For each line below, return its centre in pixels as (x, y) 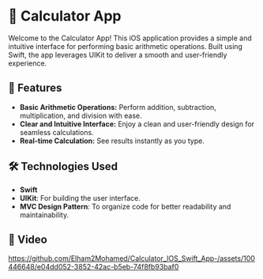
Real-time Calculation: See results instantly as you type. (112, 141)
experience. (28, 63)
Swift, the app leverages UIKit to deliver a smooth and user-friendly (118, 55)
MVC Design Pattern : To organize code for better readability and (125, 206)
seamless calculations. (56, 132)
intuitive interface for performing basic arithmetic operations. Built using (126, 46)
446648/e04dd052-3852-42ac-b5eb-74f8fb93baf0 (94, 267)
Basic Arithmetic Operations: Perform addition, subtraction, (118, 107)
